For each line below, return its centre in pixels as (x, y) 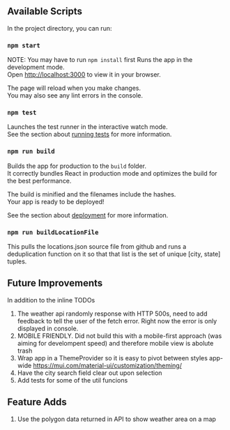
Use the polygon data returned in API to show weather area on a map (116, 419)
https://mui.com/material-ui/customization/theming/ (108, 365)
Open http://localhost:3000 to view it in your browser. (84, 75)
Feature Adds (37, 402)
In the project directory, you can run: (60, 28)
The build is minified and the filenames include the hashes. (92, 194)
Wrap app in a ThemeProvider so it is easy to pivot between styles (112, 358)
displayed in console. (48, 328)
